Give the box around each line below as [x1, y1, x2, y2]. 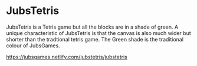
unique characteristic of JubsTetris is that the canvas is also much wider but [6, 29, 192, 36]
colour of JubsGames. [6, 42, 60, 49]
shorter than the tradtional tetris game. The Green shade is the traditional [6, 36, 184, 43]
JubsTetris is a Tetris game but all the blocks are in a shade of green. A [6, 23, 179, 30]
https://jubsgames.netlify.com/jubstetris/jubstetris [6, 53, 128, 60]
